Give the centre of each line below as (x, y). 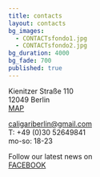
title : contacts (35, 16)
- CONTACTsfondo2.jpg (52, 46)
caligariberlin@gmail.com (50, 123)
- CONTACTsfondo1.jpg (52, 38)
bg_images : (26, 31)
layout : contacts (37, 23)
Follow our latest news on (50, 156)
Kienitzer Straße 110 (41, 91)
